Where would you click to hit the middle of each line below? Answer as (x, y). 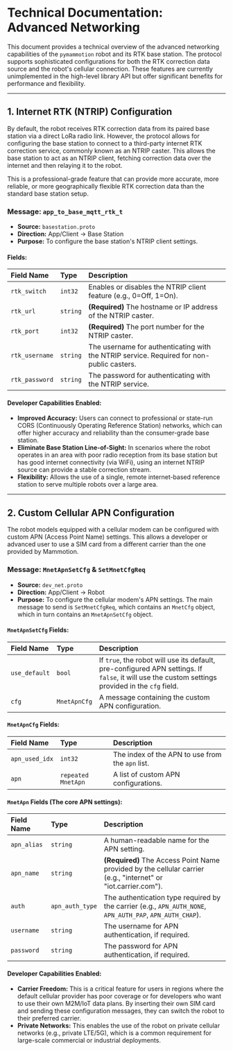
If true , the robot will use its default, (157, 660)
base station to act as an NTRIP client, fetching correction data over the (109, 158)
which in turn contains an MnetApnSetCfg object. (85, 614)
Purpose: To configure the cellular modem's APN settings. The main (115, 599)
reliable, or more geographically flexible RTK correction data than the (106, 186)
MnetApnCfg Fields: (34, 724)
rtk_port (25, 331)
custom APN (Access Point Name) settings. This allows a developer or (107, 537)
